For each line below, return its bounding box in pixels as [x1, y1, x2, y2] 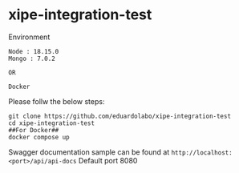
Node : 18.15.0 [8, 47, 59, 55]
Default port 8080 [78, 155, 138, 165]
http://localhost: [171, 148, 233, 157]
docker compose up [8, 133, 70, 141]
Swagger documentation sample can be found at [8, 147, 170, 157]
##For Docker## [8, 126, 59, 134]
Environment [8, 32, 51, 42]
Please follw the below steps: [8, 96, 105, 106]
